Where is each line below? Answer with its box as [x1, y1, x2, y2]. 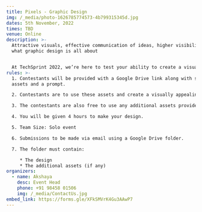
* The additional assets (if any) [19, 163, 106, 169]
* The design [19, 157, 52, 163]
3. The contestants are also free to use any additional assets [11, 103, 176, 109]
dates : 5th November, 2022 [6, 20, 74, 26]
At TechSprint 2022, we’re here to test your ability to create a [11, 64, 182, 70]
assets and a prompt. [11, 81, 66, 87]
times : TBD [6, 25, 34, 32]
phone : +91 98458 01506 [17, 185, 77, 191]
